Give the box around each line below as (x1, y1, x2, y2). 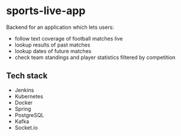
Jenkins (14, 87, 34, 94)
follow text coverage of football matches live (14, 35, 123, 42)
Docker (14, 99, 33, 106)
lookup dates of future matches (14, 47, 92, 54)
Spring (14, 105, 31, 112)
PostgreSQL (14, 111, 44, 118)
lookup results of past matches (14, 41, 90, 48)
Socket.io (14, 124, 38, 131)
